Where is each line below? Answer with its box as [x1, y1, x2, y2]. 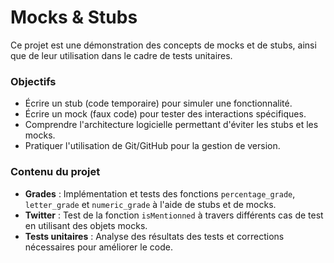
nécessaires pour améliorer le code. [24, 241, 173, 253]
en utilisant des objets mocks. [24, 219, 148, 231]
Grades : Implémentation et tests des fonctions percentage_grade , [24, 187, 296, 200]
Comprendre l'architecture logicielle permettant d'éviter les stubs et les [24, 119, 319, 131]
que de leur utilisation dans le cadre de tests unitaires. [10, 49, 233, 61]
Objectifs [10, 74, 57, 88]
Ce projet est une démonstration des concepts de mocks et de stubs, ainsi [10, 39, 317, 51]
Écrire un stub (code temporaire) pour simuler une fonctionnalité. [24, 97, 293, 110]
